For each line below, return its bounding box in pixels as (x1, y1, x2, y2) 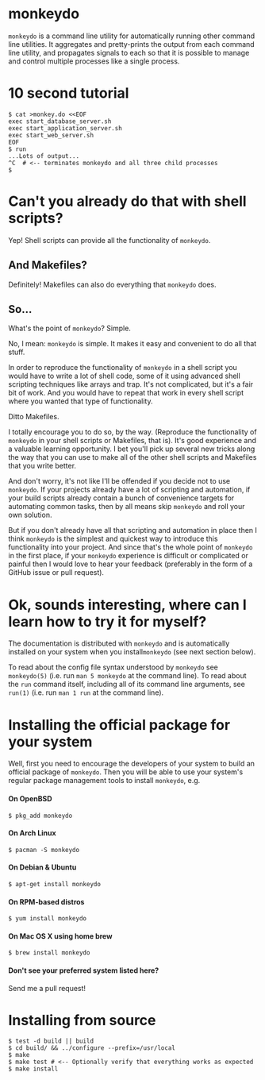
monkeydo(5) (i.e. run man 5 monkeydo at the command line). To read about (8, 671, 247, 681)
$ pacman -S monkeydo (8, 846, 80, 854)
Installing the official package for (8, 715, 231, 734)
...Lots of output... (8, 152, 80, 160)
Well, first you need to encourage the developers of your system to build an (8, 759, 255, 769)
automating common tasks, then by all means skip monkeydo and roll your (8, 502, 245, 511)
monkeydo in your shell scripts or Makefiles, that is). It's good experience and (8, 436, 256, 445)
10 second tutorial (8, 84, 129, 102)
